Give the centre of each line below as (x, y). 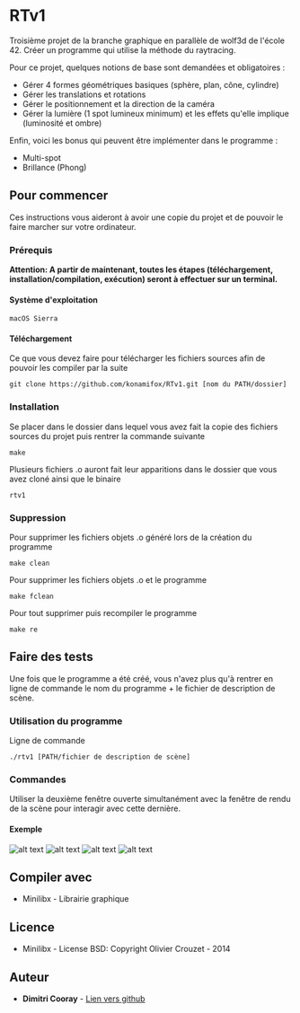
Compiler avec (51, 878)
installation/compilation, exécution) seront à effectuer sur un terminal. (144, 279)
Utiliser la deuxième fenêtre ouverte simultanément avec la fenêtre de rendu (150, 799)
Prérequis (31, 250)
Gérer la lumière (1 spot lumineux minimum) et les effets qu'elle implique (155, 113)
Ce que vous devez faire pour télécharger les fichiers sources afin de (137, 358)
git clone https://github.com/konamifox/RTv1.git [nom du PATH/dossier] (148, 384)
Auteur (29, 977)
